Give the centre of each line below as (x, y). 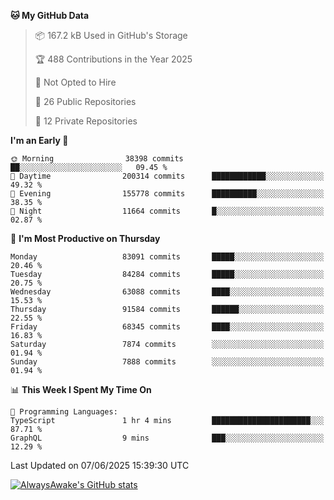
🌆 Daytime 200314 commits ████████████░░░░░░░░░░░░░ (167, 176)
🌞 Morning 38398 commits (97, 159)
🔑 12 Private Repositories (86, 121)
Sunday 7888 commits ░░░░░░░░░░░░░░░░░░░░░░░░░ (167, 362)
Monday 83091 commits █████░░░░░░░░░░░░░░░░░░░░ (167, 257)
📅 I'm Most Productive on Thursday (85, 238)
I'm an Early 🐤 (39, 140)
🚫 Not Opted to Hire (75, 82)
